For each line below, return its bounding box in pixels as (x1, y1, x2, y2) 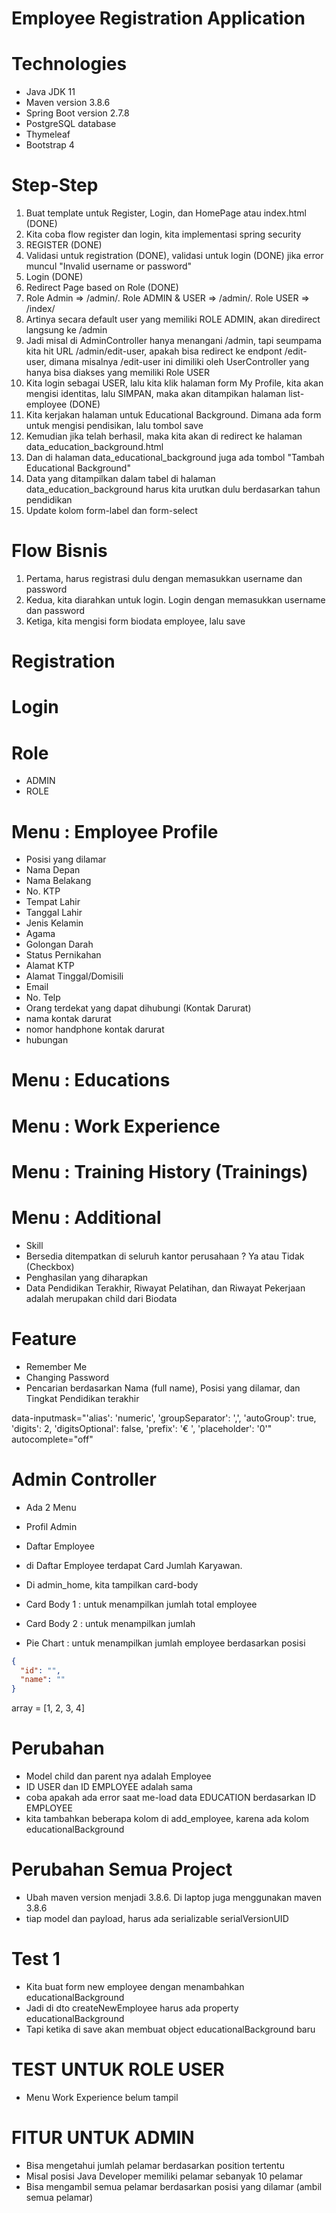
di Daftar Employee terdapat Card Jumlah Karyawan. (25, 1559, 243, 1571)
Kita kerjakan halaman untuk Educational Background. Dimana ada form (25, 409, 322, 421)
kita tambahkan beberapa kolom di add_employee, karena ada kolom (25, 1813, 310, 1825)
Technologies (11, 53, 128, 76)
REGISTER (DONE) (25, 239, 103, 251)
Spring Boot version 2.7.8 (25, 107, 130, 119)
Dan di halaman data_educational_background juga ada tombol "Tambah (25, 452, 325, 464)
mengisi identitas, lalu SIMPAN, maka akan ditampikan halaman (25, 388, 287, 400)
